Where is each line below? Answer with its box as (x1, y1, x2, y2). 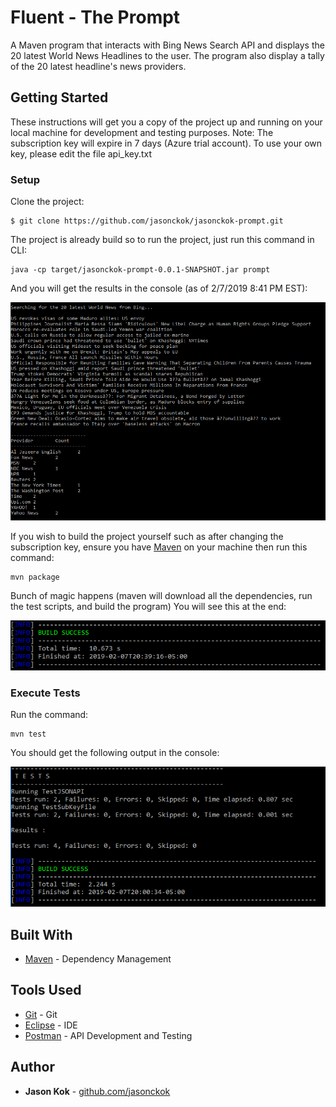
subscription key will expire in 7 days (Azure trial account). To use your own (10, 137, 323, 149)
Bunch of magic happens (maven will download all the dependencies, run (10, 590, 313, 602)
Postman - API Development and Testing (24, 1029, 193, 1041)
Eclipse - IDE (24, 1019, 78, 1031)
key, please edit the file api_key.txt (10, 147, 153, 160)
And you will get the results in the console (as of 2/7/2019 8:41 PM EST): (10, 282, 308, 295)
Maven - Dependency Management (24, 953, 172, 965)
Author (10, 1059, 55, 1076)
